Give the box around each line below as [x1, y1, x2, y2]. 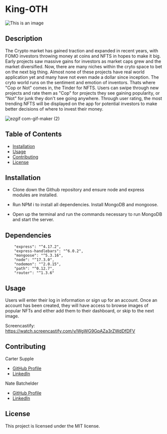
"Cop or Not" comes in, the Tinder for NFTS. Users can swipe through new [5, 85, 159, 91]
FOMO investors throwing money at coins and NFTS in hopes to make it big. [5, 53, 161, 59]
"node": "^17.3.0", [14, 258, 55, 263]
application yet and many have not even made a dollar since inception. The [5, 74, 159, 80]
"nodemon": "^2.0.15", [14, 262, 61, 267]
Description [5, 34, 42, 43]
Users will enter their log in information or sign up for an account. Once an [5, 297, 158, 303]
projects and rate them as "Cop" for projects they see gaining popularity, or [5, 90, 160, 96]
